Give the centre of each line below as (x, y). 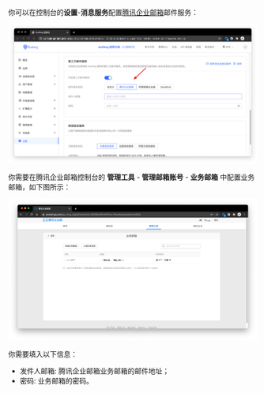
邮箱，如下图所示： (40, 187)
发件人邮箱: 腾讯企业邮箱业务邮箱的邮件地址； (94, 371)
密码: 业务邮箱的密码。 (56, 381)
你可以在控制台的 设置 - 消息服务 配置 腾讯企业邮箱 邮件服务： (104, 12)
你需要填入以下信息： (43, 354)
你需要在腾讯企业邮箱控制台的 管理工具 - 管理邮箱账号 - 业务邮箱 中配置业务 (132, 177)
